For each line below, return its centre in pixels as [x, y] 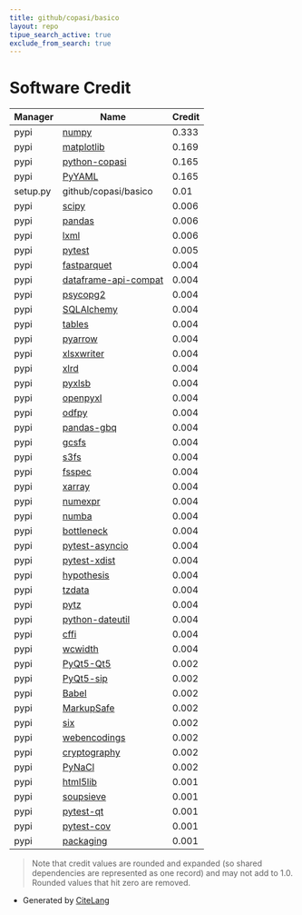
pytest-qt [83, 811]
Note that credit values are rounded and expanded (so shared [147, 863]
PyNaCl [78, 767]
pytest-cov [87, 826]
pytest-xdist [89, 561]
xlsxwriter [83, 353]
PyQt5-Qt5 [87, 664]
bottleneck [85, 531]
